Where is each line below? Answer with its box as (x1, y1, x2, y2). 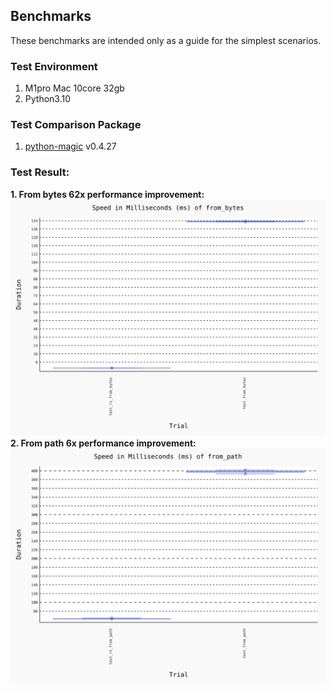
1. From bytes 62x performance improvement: (10, 188, 205, 200)
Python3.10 (24, 93, 72, 105)
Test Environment (10, 59, 98, 73)
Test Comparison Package (10, 118, 142, 132)
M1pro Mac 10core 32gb (24, 82, 125, 94)
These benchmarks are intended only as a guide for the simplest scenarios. (10, 34, 322, 46)
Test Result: (10, 165, 70, 179)
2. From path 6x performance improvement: (10, 437, 197, 449)
